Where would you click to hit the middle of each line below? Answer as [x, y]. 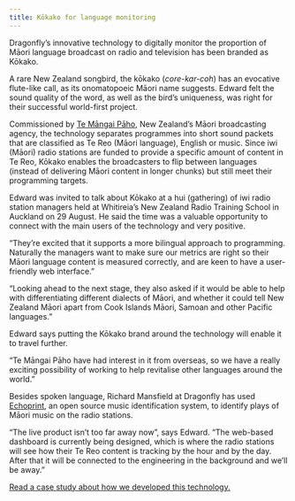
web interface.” [67, 271]
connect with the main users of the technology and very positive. [127, 226]
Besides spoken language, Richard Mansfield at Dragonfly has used [132, 396]
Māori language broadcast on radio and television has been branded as [139, 52]
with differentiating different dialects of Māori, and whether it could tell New [147, 297]
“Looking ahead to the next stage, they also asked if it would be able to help [147, 288]
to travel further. [38, 343]
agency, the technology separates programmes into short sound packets [141, 133]
